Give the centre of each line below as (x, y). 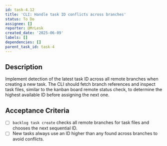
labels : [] (16, 38)
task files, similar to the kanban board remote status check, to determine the (84, 90)
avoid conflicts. (28, 139)
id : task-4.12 (20, 10)
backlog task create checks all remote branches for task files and (80, 123)
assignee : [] (19, 24)
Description (24, 67)
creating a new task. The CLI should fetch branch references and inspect (80, 84)
